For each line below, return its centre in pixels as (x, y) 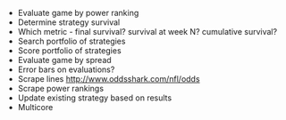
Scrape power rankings (61, 88)
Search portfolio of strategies (71, 41)
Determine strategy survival (69, 22)
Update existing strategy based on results (95, 98)
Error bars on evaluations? (66, 69)
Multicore (35, 107)
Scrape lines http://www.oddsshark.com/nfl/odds (109, 79)
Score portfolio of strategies (70, 51)
